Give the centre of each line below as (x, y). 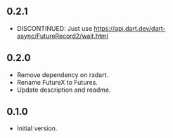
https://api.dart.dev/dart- (130, 28)
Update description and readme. (64, 90)
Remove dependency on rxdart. (63, 75)
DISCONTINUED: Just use (55, 28)
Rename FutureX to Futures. (57, 82)
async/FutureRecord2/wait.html (62, 36)
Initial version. (37, 128)
